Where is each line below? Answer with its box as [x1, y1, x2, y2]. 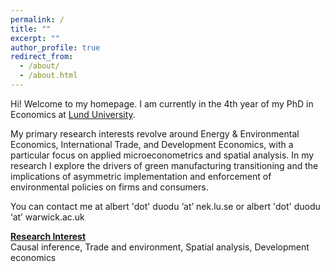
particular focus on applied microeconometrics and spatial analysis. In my [10, 149, 315, 161]
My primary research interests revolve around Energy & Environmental [10, 127, 300, 140]
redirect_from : [10, 52, 74, 62]
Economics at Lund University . [10, 108, 136, 120]
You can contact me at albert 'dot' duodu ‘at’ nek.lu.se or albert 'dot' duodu [10, 200, 321, 212]
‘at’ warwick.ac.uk [10, 211, 85, 223]
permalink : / [10, 14, 65, 25]
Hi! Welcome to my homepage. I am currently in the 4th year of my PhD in [10, 97, 314, 110]
